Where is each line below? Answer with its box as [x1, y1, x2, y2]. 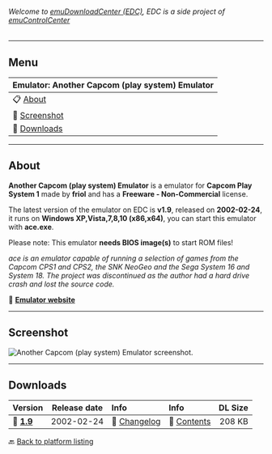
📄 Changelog [111, 416, 161, 427]
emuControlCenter [8, 15, 70, 24]
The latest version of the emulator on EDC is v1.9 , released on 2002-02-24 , [8, 205, 263, 214]
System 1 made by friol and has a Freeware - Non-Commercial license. [8, 189, 249, 198]
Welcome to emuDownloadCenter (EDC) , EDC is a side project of [8, 6, 225, 16]
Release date [51, 402, 104, 414]
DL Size [218, 402, 249, 414]
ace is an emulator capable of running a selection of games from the [8, 253, 239, 263]
